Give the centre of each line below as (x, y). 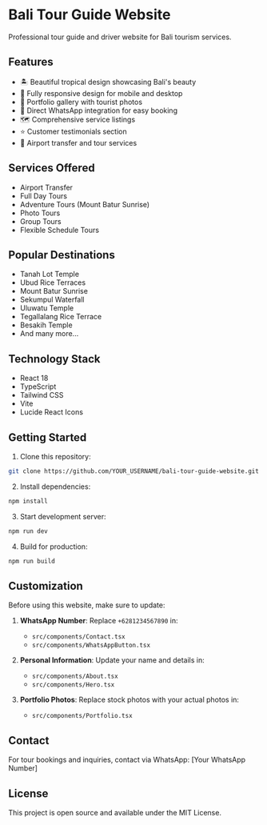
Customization (46, 586)
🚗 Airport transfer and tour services (78, 142)
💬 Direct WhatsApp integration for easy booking (99, 110)
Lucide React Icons (52, 412)
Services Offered (52, 168)
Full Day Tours (44, 196)
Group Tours (40, 221)
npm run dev (28, 531)
